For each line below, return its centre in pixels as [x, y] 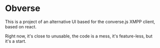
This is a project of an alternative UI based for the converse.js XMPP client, [80, 22]
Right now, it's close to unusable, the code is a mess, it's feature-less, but [79, 36]
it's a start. [16, 41]
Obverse [23, 8]
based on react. [21, 26]
